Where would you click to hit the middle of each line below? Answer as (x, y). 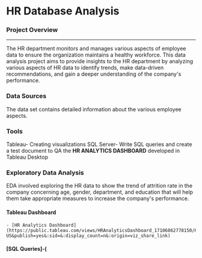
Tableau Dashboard (31, 212)
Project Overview (32, 30)
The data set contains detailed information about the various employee (94, 109)
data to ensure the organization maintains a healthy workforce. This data (96, 55)
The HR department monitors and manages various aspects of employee (96, 49)
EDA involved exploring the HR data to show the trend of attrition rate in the (99, 186)
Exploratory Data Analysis (45, 173)
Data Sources (26, 96)
